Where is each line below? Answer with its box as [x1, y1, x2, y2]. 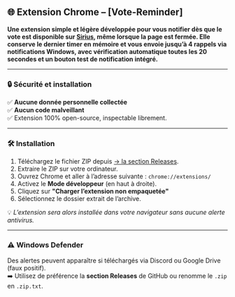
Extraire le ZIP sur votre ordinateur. [17, 165, 118, 173]
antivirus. [7, 216, 35, 225]
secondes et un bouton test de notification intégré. [7, 55, 159, 63]
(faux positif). [7, 263, 46, 272]
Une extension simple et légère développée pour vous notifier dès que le [7, 25, 222, 33]
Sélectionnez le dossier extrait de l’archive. [17, 194, 141, 203]
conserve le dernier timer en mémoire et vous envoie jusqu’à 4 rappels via [7, 39, 227, 48]
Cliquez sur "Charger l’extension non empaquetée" [17, 187, 169, 196]
